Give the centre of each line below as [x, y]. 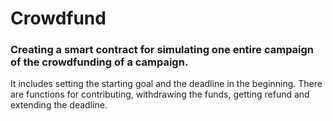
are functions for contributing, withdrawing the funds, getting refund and [160, 94]
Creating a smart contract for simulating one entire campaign [162, 50]
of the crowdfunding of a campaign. [99, 62]
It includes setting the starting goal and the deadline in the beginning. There [166, 84]
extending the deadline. [59, 105]
